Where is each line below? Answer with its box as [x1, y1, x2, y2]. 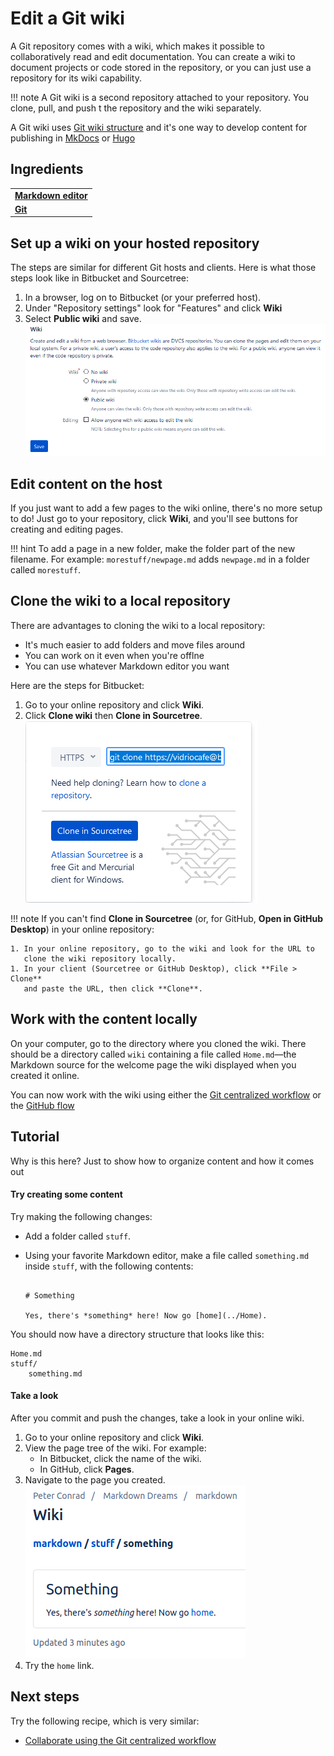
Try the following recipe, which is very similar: [10, 1715, 200, 1727]
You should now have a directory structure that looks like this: [10, 1328, 265, 1340]
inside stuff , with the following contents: [24, 1260, 194, 1272]
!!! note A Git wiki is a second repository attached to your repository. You [10, 91, 310, 103]
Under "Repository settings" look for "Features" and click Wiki [24, 302, 283, 314]
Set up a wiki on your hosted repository [10, 235, 260, 252]
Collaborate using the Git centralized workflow [24, 1734, 217, 1746]
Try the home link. [24, 1659, 95, 1671]
